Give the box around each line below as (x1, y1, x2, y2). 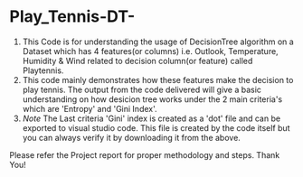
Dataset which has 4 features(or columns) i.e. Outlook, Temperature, (22, 45, 279, 56)
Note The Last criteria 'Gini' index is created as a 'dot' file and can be (22, 113, 281, 124)
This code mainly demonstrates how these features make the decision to (22, 74, 294, 85)
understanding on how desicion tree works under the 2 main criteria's (22, 93, 283, 105)
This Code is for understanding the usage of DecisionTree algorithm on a (22, 36, 294, 47)
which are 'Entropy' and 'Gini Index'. (22, 103, 157, 114)
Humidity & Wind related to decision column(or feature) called (22, 55, 253, 66)
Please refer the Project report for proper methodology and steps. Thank (9, 149, 280, 160)
